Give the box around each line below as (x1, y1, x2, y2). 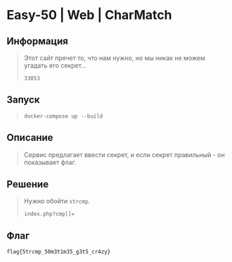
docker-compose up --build (23, 113, 103, 120)
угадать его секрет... (23, 61, 87, 70)
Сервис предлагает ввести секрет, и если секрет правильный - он (23, 150, 226, 158)
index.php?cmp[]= (23, 211, 75, 218)
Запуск (6, 94, 40, 106)
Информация (6, 35, 68, 47)
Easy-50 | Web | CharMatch (6, 7, 172, 23)
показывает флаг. (23, 158, 77, 166)
